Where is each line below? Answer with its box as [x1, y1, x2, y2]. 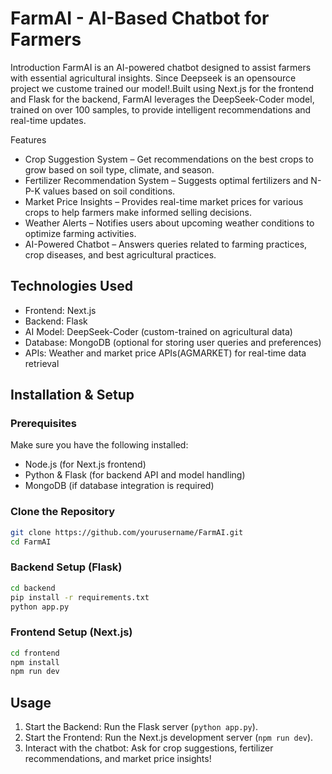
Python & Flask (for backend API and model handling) [24, 469, 246, 481]
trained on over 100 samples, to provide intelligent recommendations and [10, 103, 312, 116]
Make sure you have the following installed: [10, 439, 189, 451]
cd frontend [10, 648, 60, 658]
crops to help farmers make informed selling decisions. [24, 206, 252, 218]
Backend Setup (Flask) [10, 560, 123, 574]
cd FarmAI [10, 537, 52, 547]
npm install [10, 657, 60, 667]
